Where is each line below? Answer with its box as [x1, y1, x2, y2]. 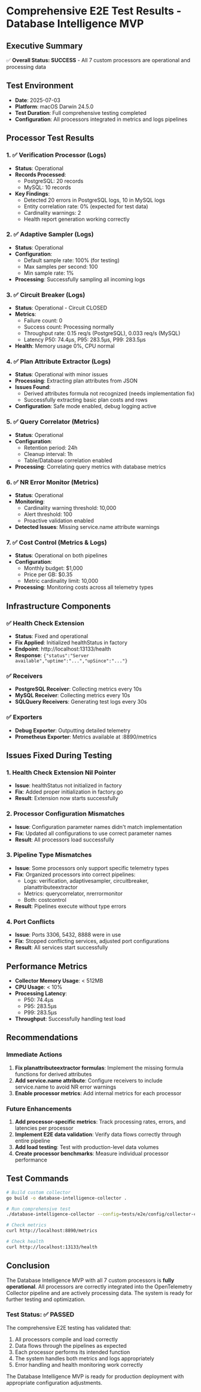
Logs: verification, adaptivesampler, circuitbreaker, [23, 877, 149, 884]
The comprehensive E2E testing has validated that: [6, 1324, 132, 1331]
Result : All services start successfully [14, 944, 108, 951]
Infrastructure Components [6, 601, 111, 611]
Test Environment [6, 81, 74, 91]
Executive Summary [6, 41, 83, 51]
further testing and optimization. [6, 1296, 86, 1303]
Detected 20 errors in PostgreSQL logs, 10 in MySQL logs [23, 196, 166, 203]
